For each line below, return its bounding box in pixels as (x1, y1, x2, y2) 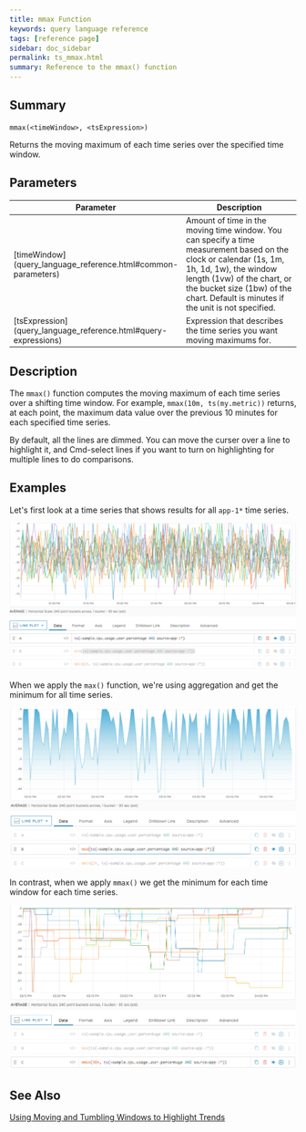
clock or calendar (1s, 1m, (186, 254, 285, 265)
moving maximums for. (186, 334, 271, 346)
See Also (9, 1087, 61, 1103)
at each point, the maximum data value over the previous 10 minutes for (9, 407, 278, 418)
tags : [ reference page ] (9, 34, 100, 43)
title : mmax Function (9, 15, 92, 24)
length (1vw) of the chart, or (186, 274, 292, 285)
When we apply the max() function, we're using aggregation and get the (9, 680, 279, 691)
